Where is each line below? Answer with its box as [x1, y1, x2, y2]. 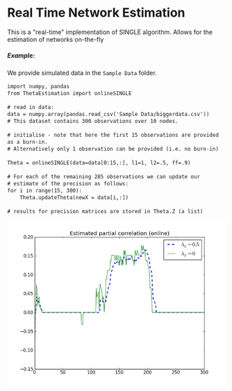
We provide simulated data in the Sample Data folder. [7, 68, 158, 77]
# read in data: [7, 103, 54, 110]
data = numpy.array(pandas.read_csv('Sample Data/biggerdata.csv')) [7, 110, 210, 117]
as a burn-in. [7, 138, 49, 145]
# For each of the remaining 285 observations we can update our [7, 173, 200, 180]
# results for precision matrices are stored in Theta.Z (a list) [7, 208, 204, 215]
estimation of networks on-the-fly [7, 35, 104, 43]
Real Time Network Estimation [7, 5, 185, 21]
